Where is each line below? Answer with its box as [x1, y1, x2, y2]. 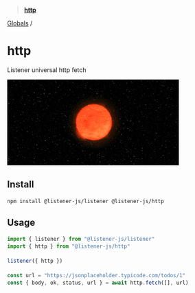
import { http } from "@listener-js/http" [7, 243, 130, 250]
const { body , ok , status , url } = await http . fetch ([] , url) [7, 279, 189, 286]
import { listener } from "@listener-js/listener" [7, 236, 155, 243]
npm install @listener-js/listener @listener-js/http [7, 198, 165, 204]
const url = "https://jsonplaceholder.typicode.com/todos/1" [7, 272, 186, 279]
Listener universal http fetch [7, 65, 87, 74]
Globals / [7, 19, 33, 27]
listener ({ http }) [7, 257, 63, 265]
